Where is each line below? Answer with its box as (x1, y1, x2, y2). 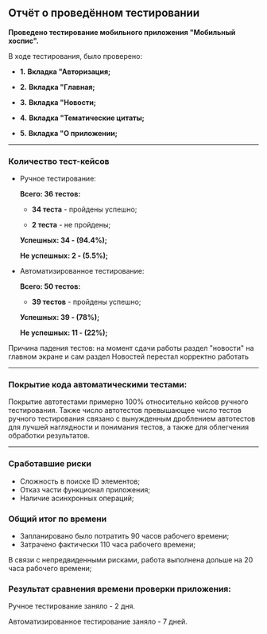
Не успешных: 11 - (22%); (19, 328, 108, 337)
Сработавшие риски (8, 458, 91, 469)
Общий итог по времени (8, 513, 107, 524)
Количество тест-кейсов (8, 155, 110, 166)
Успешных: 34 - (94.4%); (19, 235, 107, 245)
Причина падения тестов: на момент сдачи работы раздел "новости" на (8, 344, 254, 353)
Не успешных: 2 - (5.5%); (19, 251, 109, 261)
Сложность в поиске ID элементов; (19, 476, 141, 486)
